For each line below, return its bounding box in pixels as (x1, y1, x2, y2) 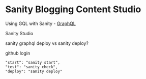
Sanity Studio (5, 30, 34, 36)
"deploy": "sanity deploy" (5, 69, 63, 74)
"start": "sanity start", (5, 60, 60, 65)
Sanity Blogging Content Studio (5, 4, 141, 15)
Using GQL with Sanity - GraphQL (5, 20, 76, 27)
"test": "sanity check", (5, 64, 58, 69)
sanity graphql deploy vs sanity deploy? (5, 40, 89, 46)
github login (5, 50, 31, 56)
